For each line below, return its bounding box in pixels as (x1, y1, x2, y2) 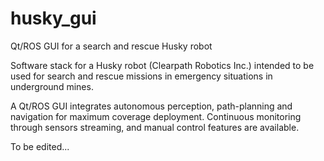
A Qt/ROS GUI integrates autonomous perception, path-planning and (10, 100, 293, 112)
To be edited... (10, 140, 70, 152)
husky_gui (10, 7, 97, 30)
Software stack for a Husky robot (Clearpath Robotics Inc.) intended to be (10, 59, 315, 71)
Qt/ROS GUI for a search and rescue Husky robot (10, 40, 213, 52)
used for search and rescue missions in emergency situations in (10, 70, 273, 82)
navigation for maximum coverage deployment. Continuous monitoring (10, 110, 302, 122)
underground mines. (10, 80, 94, 92)
